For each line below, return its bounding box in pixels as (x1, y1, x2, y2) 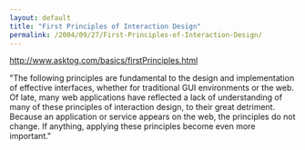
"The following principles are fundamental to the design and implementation (9, 73, 295, 84)
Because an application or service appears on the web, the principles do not (9, 111, 296, 123)
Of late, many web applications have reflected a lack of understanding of (9, 92, 283, 103)
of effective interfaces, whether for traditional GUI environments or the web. (9, 83, 294, 94)
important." (9, 131, 52, 142)
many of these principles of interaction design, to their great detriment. (9, 102, 276, 113)
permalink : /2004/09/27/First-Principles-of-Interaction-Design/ (9, 30, 262, 39)
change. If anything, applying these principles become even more (9, 121, 256, 132)
